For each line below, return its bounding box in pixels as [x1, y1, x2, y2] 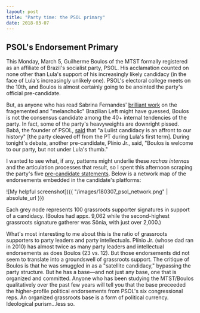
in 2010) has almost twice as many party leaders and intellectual [6, 243, 164, 250]
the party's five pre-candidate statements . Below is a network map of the [6, 170, 186, 177]
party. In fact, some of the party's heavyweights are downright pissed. [6, 120, 179, 127]
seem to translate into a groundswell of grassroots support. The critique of [6, 256, 190, 263]
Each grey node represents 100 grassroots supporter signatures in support [6, 206, 190, 213]
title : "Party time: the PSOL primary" [6, 14, 106, 20]
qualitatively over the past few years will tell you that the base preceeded [6, 281, 186, 288]
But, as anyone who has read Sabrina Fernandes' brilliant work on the [6, 101, 177, 108]
